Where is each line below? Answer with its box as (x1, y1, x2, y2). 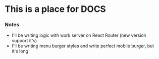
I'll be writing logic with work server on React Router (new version (11, 32, 147, 38)
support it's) (11, 38, 37, 44)
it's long (11, 48, 28, 54)
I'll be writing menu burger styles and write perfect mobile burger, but (11, 43, 154, 49)
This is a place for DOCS (4, 3, 106, 15)
